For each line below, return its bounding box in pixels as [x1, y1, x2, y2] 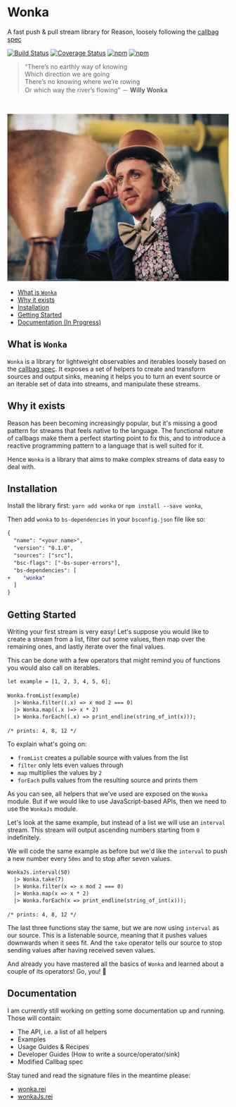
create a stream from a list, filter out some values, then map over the [7, 635, 206, 644]
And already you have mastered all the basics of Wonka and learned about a [7, 960, 224, 968]
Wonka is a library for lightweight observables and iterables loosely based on [7, 357, 226, 365]
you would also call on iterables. [7, 663, 100, 672]
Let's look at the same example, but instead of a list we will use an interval [7, 819, 226, 827]
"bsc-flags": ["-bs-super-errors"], [13, 559, 121, 566]
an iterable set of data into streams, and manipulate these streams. [7, 379, 201, 388]
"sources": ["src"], [13, 551, 74, 559]
